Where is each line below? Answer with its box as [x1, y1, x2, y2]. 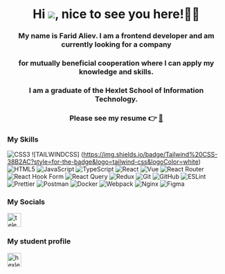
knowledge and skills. [78, 67, 154, 77]
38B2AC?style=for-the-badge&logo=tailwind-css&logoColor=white [7, 157, 199, 166]
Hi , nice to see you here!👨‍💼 [33, 6, 200, 22]
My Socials [7, 197, 46, 207]
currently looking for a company [61, 40, 172, 49]
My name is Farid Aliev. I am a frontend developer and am [18, 31, 215, 41]
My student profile [7, 237, 71, 246]
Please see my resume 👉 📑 [69, 113, 164, 123]
